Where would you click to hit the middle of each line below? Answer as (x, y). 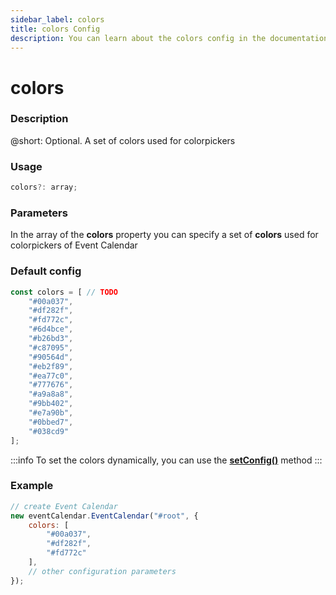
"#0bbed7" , (51, 422)
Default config (46, 271)
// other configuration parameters (102, 571)
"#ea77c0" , (51, 376)
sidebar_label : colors (57, 19)
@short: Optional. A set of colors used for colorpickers (123, 140)
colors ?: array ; (44, 187)
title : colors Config (55, 29)
